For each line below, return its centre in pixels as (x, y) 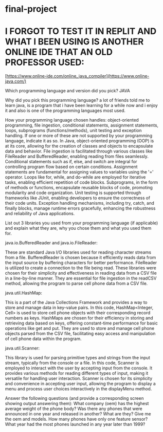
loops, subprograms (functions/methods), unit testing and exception (73, 130)
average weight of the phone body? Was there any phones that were (74, 409)
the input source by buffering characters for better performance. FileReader (81, 263)
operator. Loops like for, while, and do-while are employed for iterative (75, 177)
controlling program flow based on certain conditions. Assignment (71, 167)
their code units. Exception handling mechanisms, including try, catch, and (80, 203)
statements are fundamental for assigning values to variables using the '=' (79, 172)
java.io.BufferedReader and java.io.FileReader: (51, 243)
